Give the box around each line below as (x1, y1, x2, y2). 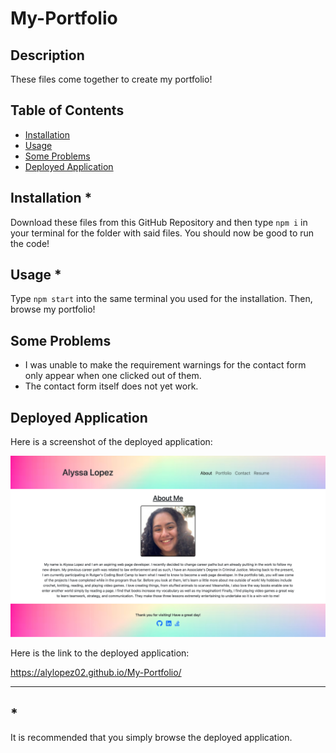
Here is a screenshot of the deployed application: (10, 436, 213, 448)
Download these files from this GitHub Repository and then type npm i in (10, 216, 308, 228)
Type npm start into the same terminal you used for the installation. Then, (10, 293, 313, 305)
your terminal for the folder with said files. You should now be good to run (10, 227, 315, 239)
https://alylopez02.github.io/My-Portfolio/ (10, 667, 182, 679)
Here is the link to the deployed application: (10, 647, 190, 659)
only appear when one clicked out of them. (24, 370, 202, 382)
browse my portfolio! (10, 303, 96, 316)
